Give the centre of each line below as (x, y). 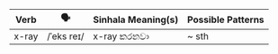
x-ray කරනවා (121, 36)
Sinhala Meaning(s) (136, 19)
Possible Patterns (226, 19)
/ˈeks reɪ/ (65, 36)
